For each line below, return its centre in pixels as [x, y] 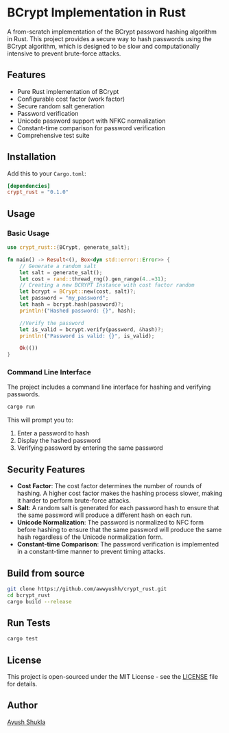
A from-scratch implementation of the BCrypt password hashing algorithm [112, 32]
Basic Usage [28, 233]
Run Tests [29, 623]
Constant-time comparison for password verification [91, 128]
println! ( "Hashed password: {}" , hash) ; [78, 311]
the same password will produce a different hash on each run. [105, 515]
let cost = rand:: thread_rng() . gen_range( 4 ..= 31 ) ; [93, 279]
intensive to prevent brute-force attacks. [64, 53]
